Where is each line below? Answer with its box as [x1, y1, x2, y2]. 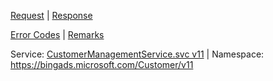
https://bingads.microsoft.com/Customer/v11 [10, 59, 194, 70]
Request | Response [10, 10, 93, 21]
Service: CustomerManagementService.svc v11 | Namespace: [10, 48, 265, 60]
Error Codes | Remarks [10, 29, 105, 40]
